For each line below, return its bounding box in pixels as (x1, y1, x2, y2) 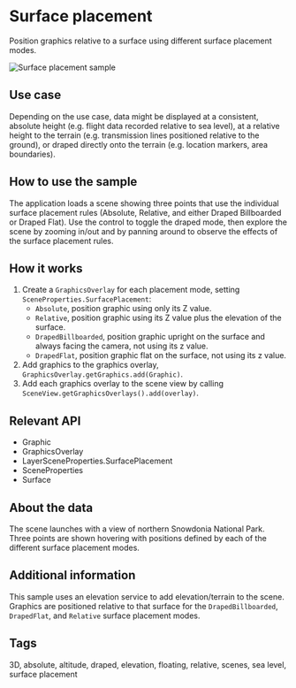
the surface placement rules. (9, 235, 114, 246)
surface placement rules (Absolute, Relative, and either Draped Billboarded (9, 207, 282, 218)
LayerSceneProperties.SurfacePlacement (21, 455, 173, 466)
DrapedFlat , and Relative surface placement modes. (9, 610, 201, 621)
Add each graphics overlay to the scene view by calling (21, 378, 224, 389)
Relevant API (9, 413, 81, 428)
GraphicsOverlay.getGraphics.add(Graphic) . (21, 369, 184, 379)
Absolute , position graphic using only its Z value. (34, 303, 212, 314)
